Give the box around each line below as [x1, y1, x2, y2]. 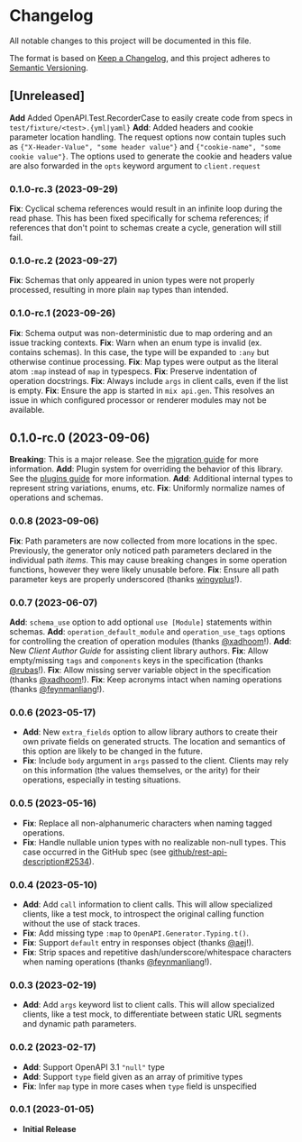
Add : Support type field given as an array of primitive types [22, 1071, 243, 1082]
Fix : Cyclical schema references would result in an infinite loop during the [9, 204, 283, 215]
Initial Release [22, 1123, 77, 1134]
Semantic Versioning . [9, 62, 88, 73]
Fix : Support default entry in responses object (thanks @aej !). [22, 936, 254, 947]
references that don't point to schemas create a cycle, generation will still [9, 223, 282, 233]
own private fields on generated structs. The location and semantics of [22, 736, 286, 747]
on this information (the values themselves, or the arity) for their [22, 765, 261, 776]
